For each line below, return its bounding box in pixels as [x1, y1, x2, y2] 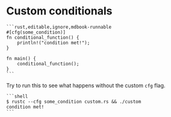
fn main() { [6, 55, 36, 61]
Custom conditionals [6, 4, 113, 18]
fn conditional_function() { [6, 34, 79, 40]
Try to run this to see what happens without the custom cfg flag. [6, 82, 166, 89]
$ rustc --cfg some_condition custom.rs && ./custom [6, 98, 141, 104]
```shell [6, 93, 28, 100]
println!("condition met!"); [17, 40, 90, 46]
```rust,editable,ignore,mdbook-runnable [6, 24, 112, 30]
